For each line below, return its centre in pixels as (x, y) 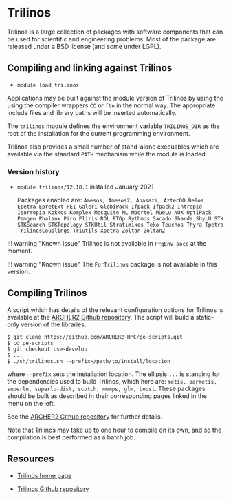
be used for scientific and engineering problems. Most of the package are (112, 39)
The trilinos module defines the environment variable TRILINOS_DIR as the (113, 126)
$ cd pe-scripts (30, 343)
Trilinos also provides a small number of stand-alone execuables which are (113, 147)
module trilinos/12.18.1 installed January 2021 (85, 187)
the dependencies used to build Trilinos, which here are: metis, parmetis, (112, 381)
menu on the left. (31, 403)
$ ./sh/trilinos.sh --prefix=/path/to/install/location (89, 361)
